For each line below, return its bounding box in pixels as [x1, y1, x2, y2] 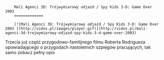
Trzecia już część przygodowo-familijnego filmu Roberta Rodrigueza [5, 39, 146, 45]
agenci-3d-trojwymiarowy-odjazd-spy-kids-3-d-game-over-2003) [5, 30, 137, 35]
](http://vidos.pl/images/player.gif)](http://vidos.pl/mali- [16, 26, 148, 31]
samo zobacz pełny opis [5, 50, 55, 55]
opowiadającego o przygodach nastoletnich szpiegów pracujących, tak [5, 44, 151, 50]
